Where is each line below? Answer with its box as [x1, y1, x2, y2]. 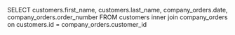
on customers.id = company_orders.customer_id [7, 21, 147, 28]
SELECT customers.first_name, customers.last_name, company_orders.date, [7, 6, 228, 14]
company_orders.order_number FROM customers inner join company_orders [7, 13, 228, 21]
